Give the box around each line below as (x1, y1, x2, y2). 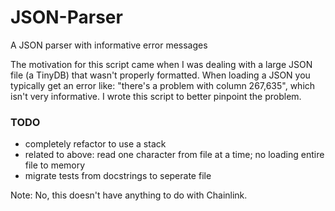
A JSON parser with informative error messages (10, 39, 208, 51)
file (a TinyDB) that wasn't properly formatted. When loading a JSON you (10, 69, 311, 81)
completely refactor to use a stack (24, 138, 167, 150)
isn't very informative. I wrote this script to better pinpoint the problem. (10, 90, 302, 102)
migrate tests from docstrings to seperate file (24, 170, 212, 182)
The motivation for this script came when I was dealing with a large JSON (10, 58, 313, 70)
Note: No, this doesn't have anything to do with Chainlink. (10, 189, 248, 201)
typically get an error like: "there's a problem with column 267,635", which (10, 79, 316, 91)
